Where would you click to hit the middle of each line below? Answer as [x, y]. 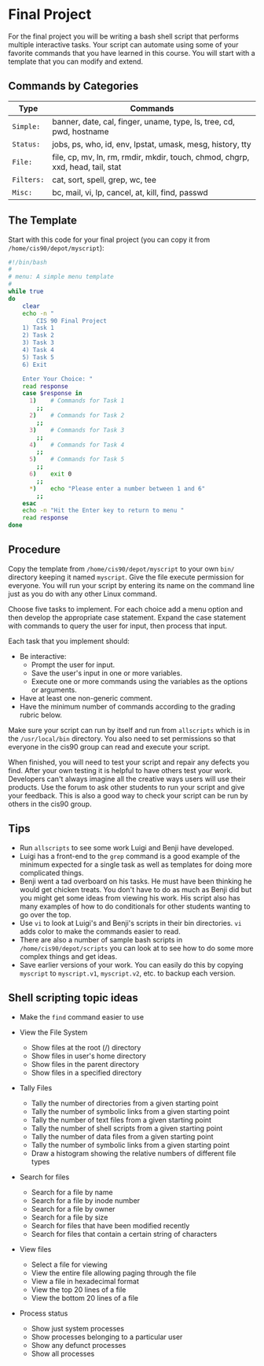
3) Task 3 [38, 343]
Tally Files [36, 1087]
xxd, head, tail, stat [87, 167]
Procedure [35, 550]
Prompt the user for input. [73, 664]
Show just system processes [77, 1328]
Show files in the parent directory [85, 1064]
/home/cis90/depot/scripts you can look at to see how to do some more [136, 948]
